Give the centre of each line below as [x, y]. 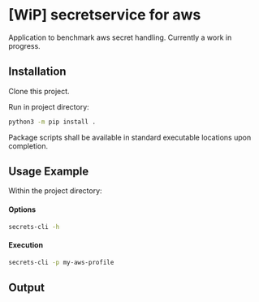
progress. [24, 45]
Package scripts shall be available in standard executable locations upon [130, 137]
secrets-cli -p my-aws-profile [61, 262]
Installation [37, 72]
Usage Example [49, 172]
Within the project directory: [56, 191]
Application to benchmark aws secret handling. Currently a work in [120, 37]
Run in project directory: [49, 106]
